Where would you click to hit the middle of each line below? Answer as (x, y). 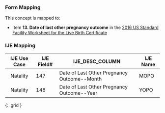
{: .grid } (14, 105)
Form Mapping (23, 7)
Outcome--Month (81, 79)
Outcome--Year (78, 93)
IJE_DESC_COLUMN (97, 61)
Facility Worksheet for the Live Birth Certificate (59, 33)
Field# (45, 64)
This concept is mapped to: (33, 18)
